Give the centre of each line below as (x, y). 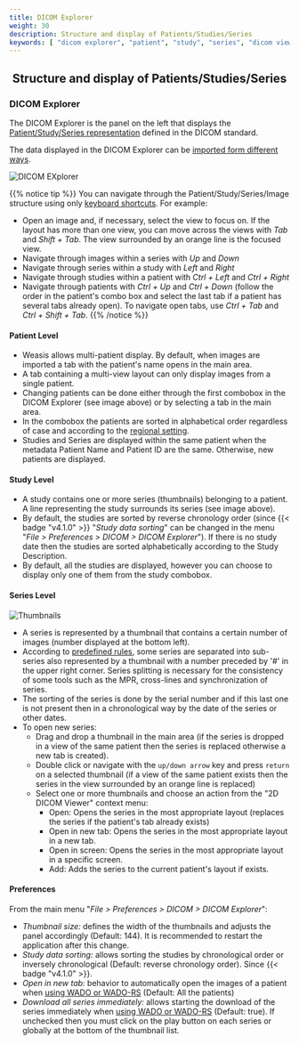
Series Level (32, 595)
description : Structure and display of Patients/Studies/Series (131, 34)
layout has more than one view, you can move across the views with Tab (155, 230)
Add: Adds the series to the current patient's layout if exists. (159, 869)
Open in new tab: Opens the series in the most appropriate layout (168, 831)
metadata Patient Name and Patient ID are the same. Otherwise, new (148, 449)
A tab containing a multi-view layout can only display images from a (146, 374)
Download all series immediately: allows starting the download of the (149, 1001)
